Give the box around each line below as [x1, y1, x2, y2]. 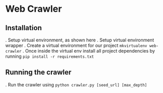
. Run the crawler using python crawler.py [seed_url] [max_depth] [5, 81, 147, 87]
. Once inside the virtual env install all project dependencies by [23, 48, 155, 54]
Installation [5, 24, 42, 32]
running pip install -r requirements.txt [5, 53, 94, 59]
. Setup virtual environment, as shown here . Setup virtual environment [5, 37, 154, 43]
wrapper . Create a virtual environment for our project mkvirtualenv [5, 42, 148, 49]
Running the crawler [5, 68, 72, 77]
